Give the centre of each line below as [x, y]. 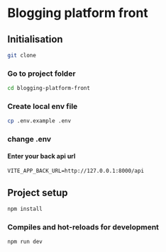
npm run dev [25, 242]
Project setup [38, 193]
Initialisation [35, 39]
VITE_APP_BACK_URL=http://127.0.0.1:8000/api [76, 171]
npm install [25, 209]
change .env [29, 139]
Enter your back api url [41, 156]
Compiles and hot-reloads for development [83, 227]
